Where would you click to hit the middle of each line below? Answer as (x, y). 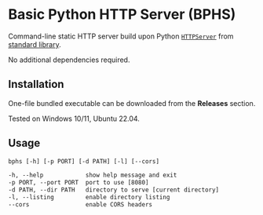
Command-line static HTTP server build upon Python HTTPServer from (121, 36)
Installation (36, 84)
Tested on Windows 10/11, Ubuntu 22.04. (74, 118)
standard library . (35, 44)
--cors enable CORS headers (80, 204)
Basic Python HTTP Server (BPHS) (122, 15)
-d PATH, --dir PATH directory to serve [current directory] (114, 190)
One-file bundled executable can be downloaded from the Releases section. (132, 103)
